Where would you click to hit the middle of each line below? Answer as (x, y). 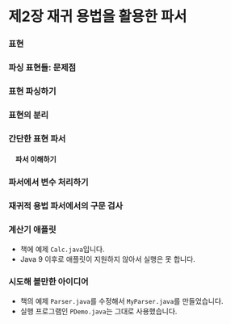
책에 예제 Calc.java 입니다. (62, 249)
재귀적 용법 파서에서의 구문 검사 (66, 206)
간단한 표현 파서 (37, 138)
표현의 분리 (29, 115)
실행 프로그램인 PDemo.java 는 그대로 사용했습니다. (99, 311)
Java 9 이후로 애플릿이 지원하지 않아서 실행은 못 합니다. (107, 259)
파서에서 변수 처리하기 (48, 183)
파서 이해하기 (36, 159)
